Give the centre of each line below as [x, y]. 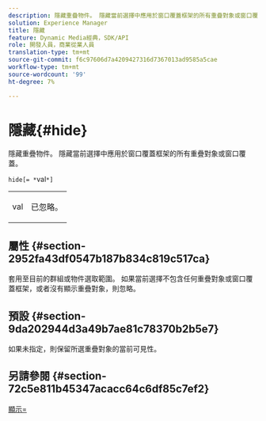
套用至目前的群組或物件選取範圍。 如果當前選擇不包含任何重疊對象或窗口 [127, 279]
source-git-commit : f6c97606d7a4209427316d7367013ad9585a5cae [113, 60]
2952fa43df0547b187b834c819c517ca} [109, 258]
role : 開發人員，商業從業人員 [51, 45]
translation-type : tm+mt [49, 52]
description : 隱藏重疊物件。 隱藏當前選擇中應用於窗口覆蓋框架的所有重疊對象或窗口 [130, 15]
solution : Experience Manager [58, 23]
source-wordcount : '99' [47, 74]
